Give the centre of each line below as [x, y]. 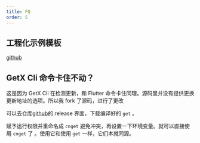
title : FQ [19, 12]
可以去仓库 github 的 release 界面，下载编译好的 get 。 [72, 113]
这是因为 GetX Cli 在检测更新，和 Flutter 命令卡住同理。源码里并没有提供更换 [100, 94]
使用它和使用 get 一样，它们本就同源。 [87, 133]
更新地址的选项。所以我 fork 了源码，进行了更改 [65, 101]
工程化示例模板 [34, 43]
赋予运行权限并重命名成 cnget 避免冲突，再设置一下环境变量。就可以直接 [96, 126]
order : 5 [17, 17]
